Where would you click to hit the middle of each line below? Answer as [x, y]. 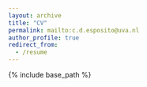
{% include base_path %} [50, 75]
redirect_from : [33, 45]
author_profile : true [44, 38]
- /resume [31, 52]
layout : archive [35, 15]
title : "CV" [28, 23]
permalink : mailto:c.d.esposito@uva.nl [74, 30]
